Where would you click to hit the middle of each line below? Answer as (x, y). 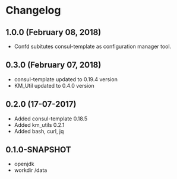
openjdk (24, 164)
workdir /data (31, 170)
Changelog (33, 10)
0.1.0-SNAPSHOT (39, 150)
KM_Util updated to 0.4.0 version (54, 85)
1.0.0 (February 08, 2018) (53, 32)
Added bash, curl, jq (39, 131)
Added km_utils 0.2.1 (39, 124)
